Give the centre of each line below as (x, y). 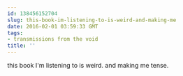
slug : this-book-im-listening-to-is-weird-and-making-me (92, 20)
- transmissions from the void (53, 39)
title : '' (22, 46)
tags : (15, 33)
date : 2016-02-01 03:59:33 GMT (53, 26)
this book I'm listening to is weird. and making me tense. (88, 65)
